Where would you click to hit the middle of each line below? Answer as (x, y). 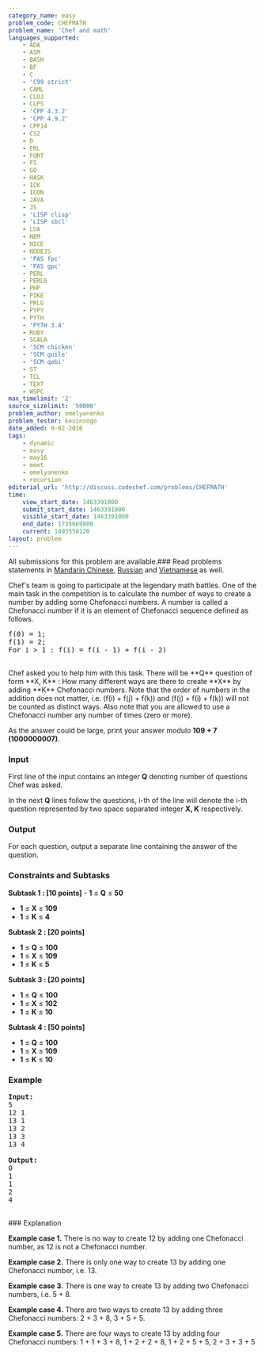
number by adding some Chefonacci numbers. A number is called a (118, 602)
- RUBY (33, 333)
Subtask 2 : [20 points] (47, 931)
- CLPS (33, 104)
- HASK (33, 178)
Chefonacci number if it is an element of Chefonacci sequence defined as (129, 610)
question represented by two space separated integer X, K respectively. (125, 809)
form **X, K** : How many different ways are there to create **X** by (125, 681)
